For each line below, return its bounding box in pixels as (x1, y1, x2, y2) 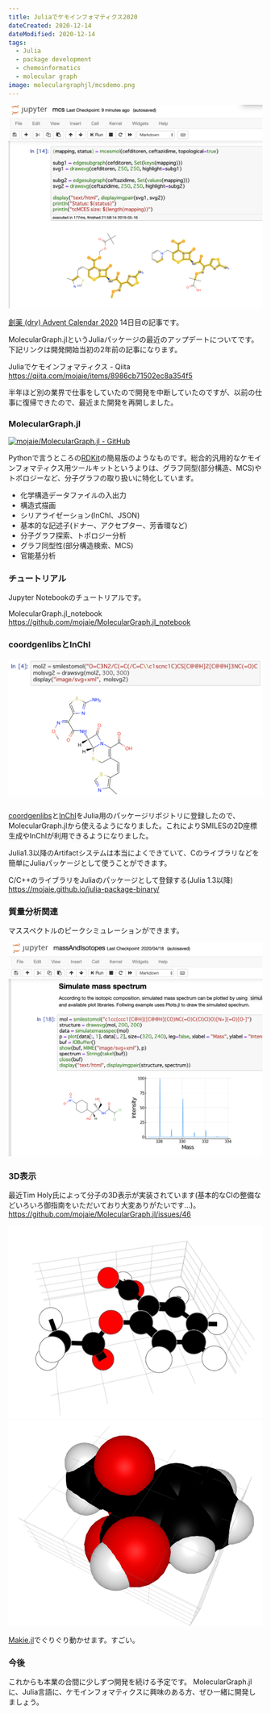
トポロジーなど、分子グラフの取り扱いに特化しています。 (8, 473, 198, 483)
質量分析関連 (8, 905, 59, 917)
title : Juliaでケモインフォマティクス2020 (8, 13, 138, 21)
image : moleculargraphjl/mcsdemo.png (8, 81, 135, 89)
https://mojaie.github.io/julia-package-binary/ (8, 884, 160, 894)
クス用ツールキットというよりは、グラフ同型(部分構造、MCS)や (49, 464, 262, 472)
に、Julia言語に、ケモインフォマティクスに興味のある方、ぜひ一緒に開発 (8, 1687, 249, 1697)
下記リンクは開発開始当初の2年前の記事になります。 (8, 344, 182, 354)
